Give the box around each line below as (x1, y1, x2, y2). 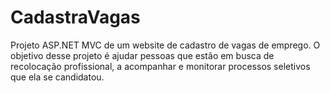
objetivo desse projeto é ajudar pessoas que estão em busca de (10, 49, 275, 61)
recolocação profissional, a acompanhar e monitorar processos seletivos (10, 60, 311, 72)
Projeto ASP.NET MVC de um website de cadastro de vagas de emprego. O (10, 39, 321, 51)
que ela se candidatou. (10, 71, 105, 83)
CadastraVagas (10, 6, 141, 29)
